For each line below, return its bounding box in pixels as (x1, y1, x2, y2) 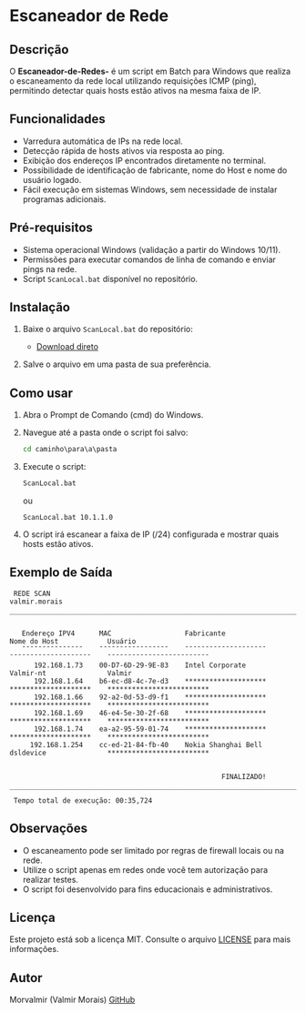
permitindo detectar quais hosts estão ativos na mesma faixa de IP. (9, 86, 261, 96)
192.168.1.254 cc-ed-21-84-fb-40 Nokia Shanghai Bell (29, 740, 262, 749)
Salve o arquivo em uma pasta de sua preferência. (22, 359, 211, 370)
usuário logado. (22, 174, 82, 185)
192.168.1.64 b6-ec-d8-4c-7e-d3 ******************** (33, 676, 267, 685)
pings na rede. (22, 263, 77, 274)
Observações (9, 821, 88, 836)
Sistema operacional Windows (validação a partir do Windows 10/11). (22, 244, 280, 255)
